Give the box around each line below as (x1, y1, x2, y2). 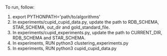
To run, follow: (5, 4, 35, 10)
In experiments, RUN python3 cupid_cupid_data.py (12, 46, 117, 51)
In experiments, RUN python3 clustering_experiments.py (12, 40, 129, 46)
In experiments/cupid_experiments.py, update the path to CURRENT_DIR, (12, 30, 163, 35)
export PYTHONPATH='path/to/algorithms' (12, 14, 101, 19)
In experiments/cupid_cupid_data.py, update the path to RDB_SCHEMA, (12, 19, 160, 25)
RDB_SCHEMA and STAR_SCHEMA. (12, 35, 86, 41)
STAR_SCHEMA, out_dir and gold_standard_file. (12, 24, 110, 30)
